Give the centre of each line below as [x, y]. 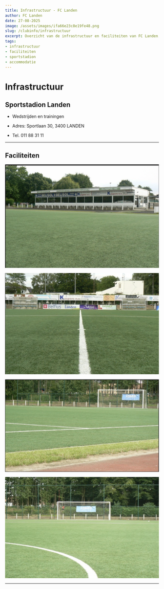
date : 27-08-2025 [23, 21]
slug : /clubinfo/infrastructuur [38, 31]
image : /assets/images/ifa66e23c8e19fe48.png [52, 26]
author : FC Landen [24, 15]
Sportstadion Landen [38, 104]
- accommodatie [20, 62]
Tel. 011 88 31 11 [28, 136]
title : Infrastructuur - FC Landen [41, 10]
